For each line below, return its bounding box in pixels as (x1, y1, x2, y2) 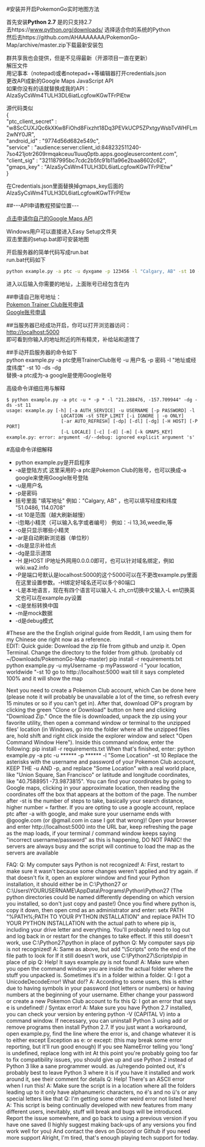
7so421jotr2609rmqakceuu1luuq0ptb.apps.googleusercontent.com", (6, 150, 178, 157)
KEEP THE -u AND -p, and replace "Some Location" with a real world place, (6, 764, 196, 772)
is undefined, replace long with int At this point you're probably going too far (6, 1049, 198, 1056)
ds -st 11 (6, 402, 32, 408)
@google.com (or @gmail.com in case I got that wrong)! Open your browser (6, 816, 197, 824)
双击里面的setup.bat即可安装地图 (6, 236, 90, 243)
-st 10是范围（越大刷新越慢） (15, 511, 88, 518)
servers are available (6, 849, 59, 856)
